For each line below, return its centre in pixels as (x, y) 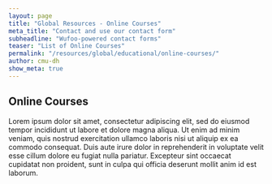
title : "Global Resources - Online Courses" (85, 24)
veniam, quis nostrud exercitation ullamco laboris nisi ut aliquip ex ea (123, 138)
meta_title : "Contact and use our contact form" (92, 31)
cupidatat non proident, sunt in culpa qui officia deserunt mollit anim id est (133, 164)
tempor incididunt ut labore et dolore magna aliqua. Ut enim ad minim (124, 130)
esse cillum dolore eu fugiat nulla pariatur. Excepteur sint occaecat (120, 156)
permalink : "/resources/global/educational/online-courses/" (114, 53)
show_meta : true (36, 69)
